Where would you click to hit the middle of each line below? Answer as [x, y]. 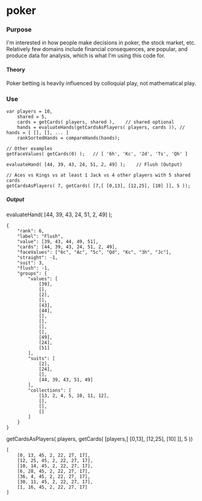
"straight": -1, [38, 257]
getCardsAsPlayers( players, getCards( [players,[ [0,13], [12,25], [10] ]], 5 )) [100, 438]
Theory [16, 70]
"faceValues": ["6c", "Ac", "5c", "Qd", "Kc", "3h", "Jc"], [94, 252]
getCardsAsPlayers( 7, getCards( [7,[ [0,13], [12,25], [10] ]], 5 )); [98, 186]
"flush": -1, [34, 268]
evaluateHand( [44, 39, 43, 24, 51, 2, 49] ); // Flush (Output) [94, 165]
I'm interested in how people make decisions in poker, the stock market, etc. [101, 43]
